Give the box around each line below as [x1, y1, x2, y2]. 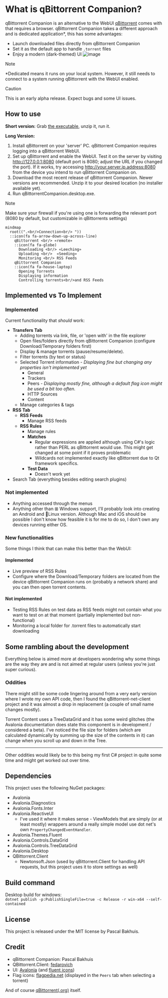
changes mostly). [5, 706, 41, 712]
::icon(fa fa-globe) [14, 242, 57, 248]
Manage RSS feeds [27, 418, 67, 424]
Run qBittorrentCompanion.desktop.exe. [12, 190, 95, 196]
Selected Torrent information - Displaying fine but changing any [19, 359, 152, 365]
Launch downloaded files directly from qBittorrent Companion [12, 40, 140, 46]
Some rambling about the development [5, 643, 129, 651]
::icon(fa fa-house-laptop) [14, 264, 72, 269]
